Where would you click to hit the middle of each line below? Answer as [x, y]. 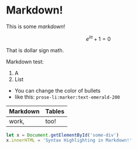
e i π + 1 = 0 [98, 38]
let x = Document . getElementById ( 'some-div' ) [62, 135]
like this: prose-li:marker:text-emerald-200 [67, 97]
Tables [55, 111]
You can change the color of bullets [57, 90]
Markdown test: [25, 62]
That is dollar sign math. [35, 50]
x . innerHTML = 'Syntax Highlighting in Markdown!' [69, 140]
